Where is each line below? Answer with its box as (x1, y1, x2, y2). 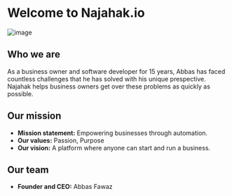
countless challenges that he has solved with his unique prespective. (7, 74, 206, 83)
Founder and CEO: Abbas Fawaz (17, 183, 114, 191)
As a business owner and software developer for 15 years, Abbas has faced (7, 67, 226, 75)
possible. (7, 89, 34, 98)
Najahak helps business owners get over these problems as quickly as (7, 82, 210, 91)
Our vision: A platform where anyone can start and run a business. (17, 143, 211, 152)
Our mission (7, 110, 62, 122)
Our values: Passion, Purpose (17, 136, 104, 145)
